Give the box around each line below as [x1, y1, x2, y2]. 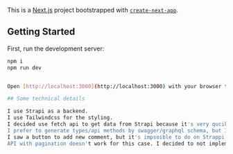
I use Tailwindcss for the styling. [7, 114, 113, 121]
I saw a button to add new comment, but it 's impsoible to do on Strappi [7, 133, 225, 141]
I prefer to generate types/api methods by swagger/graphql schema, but [7, 127, 222, 134]
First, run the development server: [7, 44, 105, 53]
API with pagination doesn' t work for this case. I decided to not [7, 140, 207, 147]
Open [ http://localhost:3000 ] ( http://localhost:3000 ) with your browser [7, 83, 222, 89]
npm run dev [7, 64, 42, 71]
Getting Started [7, 26, 76, 37]
